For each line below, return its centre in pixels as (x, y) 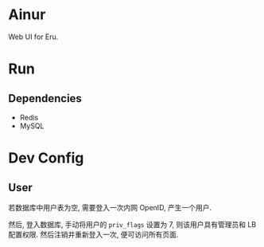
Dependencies (45, 98)
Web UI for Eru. (33, 37)
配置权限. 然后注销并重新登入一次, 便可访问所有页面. (93, 234)
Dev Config (46, 158)
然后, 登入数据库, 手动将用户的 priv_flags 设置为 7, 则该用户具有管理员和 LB (132, 224)
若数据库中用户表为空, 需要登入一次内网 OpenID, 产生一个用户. (110, 207)
